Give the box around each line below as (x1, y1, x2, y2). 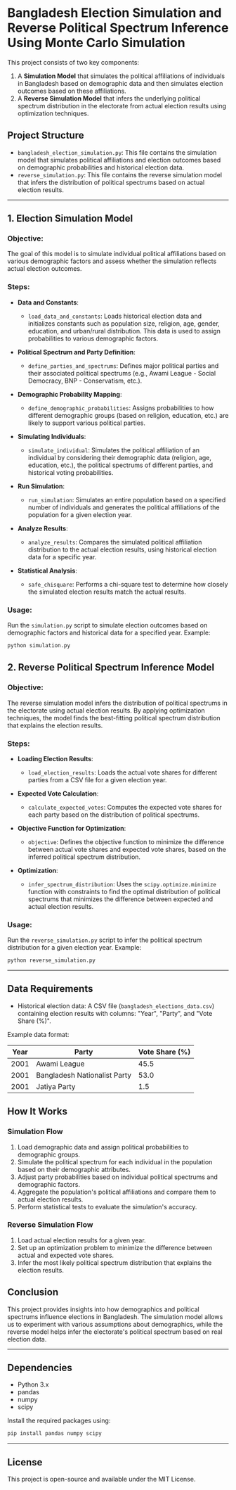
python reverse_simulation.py (7, 957, 96, 964)
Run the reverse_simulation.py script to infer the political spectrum (7, 936, 202, 944)
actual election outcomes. (7, 265, 82, 273)
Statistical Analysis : (17, 566, 77, 575)
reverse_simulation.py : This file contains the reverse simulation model (17, 170, 223, 179)
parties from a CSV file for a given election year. (27, 775, 167, 784)
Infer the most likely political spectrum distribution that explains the (17, 1258, 212, 1267)
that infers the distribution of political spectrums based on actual (17, 178, 205, 186)
